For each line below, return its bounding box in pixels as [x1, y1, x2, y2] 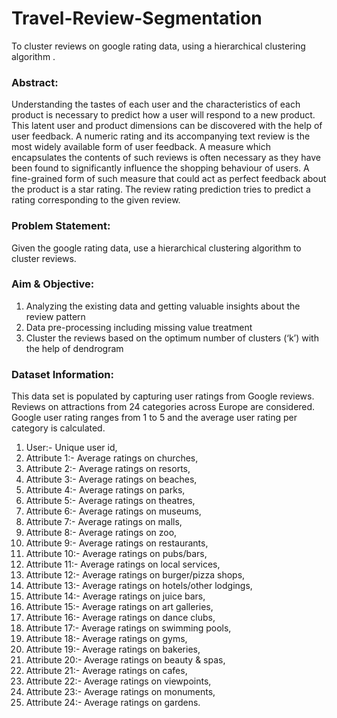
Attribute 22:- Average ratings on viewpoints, [25, 675, 212, 687]
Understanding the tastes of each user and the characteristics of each [11, 98, 301, 111]
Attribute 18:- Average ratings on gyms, [25, 633, 188, 645]
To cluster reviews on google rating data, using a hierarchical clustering [11, 40, 306, 52]
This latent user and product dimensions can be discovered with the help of [11, 120, 323, 132]
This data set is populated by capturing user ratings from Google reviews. [11, 390, 315, 402]
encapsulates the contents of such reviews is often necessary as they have [11, 152, 321, 164]
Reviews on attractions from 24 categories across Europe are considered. [11, 401, 316, 413]
